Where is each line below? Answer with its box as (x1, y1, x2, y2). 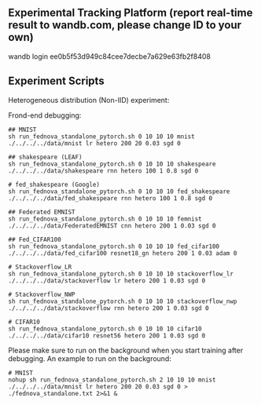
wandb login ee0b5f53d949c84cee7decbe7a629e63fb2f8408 (8, 51, 211, 61)
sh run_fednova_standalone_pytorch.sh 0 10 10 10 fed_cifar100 (8, 243, 220, 250)
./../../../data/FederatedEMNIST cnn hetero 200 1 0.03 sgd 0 (8, 221, 216, 230)
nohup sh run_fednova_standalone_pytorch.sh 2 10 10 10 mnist (8, 376, 216, 384)
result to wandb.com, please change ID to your (8, 19, 242, 32)
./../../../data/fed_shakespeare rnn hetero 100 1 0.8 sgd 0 (8, 194, 213, 202)
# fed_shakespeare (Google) (8, 181, 101, 188)
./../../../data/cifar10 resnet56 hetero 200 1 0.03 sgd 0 (8, 331, 206, 340)
